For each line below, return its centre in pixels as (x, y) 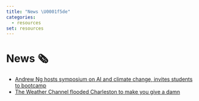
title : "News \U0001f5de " (38, 12)
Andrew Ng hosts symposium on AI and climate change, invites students (104, 79)
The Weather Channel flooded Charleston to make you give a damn (97, 92)
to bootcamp (30, 86)
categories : (21, 17)
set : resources (25, 28)
